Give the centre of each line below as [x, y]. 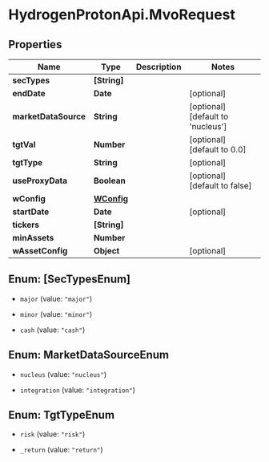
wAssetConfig [40, 251]
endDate [29, 93]
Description [159, 67]
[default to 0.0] [218, 150]
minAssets [33, 238]
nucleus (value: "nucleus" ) [63, 374]
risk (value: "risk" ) [52, 434]
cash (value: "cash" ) [52, 330]
